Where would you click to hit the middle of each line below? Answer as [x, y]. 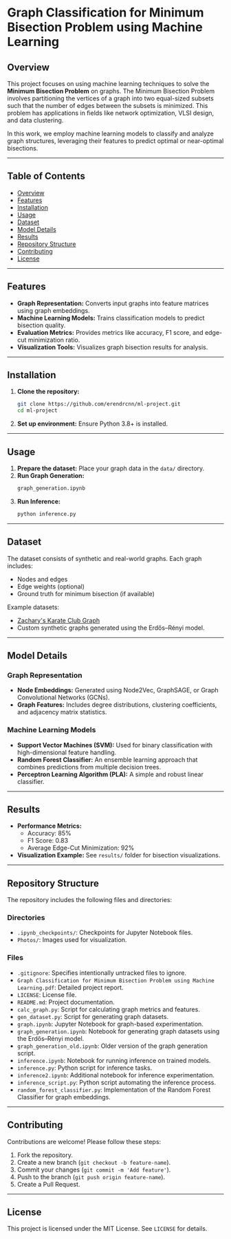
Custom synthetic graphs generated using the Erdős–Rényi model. [111, 628]
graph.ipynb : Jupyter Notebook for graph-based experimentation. [110, 1024]
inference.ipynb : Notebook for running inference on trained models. [114, 1060]
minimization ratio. [54, 340]
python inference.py [46, 514]
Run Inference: [38, 501]
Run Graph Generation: [51, 475]
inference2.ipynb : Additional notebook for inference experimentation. [116, 1075]
